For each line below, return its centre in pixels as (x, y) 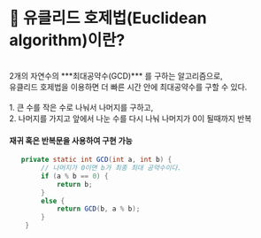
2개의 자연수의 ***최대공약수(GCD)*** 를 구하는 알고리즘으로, (116, 75)
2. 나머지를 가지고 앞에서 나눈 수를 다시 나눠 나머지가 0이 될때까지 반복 (130, 118)
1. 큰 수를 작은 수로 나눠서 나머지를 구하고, (81, 107)
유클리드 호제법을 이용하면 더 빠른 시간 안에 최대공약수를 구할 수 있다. (128, 87)
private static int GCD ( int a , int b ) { (96, 160)
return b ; (74, 184)
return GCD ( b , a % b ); (98, 209)
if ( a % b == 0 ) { (75, 176)
